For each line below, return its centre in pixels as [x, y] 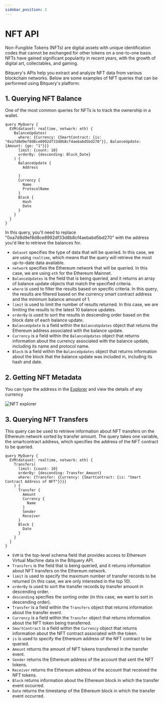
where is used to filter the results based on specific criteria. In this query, [85, 289]
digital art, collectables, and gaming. [42, 63]
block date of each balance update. [48, 320]
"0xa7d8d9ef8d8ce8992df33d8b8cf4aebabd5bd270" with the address [77, 238]
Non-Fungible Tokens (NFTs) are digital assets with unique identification [78, 48]
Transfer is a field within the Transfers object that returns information [82, 607]
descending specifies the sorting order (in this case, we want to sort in [82, 597]
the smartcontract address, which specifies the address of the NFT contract [82, 442]
